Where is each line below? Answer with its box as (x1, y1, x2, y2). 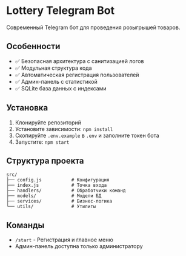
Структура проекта (6, 155, 84, 166)
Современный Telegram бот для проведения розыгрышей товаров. (6, 24, 181, 31)
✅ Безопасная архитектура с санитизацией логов (15, 57, 144, 64)
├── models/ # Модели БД (6, 193, 102, 199)
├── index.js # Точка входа (6, 183, 107, 189)
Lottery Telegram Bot (6, 4, 115, 18)
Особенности (6, 41, 61, 52)
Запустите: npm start (15, 138, 70, 146)
